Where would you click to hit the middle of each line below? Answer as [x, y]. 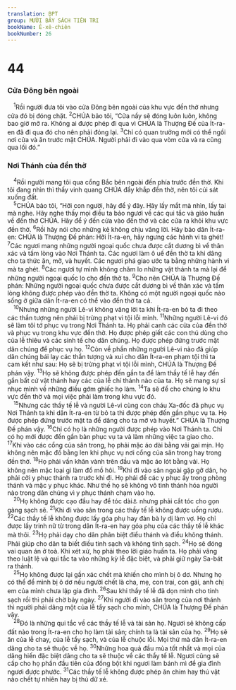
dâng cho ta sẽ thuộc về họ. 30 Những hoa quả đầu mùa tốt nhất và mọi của [116, 648]
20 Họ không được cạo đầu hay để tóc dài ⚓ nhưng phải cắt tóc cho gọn [117, 501]
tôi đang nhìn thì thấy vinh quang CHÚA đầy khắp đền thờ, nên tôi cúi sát [113, 189]
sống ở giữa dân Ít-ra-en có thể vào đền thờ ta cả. [80, 300]
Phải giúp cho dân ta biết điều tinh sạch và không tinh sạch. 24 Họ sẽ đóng [115, 543]
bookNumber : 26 [30, 34]
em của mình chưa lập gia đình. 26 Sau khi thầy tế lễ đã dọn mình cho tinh [113, 590]
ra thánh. [20, 566]
